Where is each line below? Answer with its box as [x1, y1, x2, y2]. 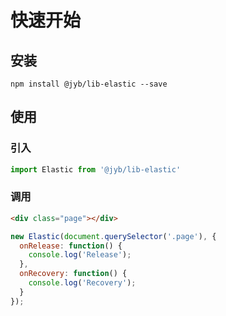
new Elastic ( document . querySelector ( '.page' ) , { [10, 231, 217, 241]
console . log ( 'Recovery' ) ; [28, 278, 137, 288]
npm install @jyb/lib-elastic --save [10, 79, 168, 89]
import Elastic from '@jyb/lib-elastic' [10, 164, 182, 175]
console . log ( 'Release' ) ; [28, 250, 132, 260]
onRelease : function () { [19, 241, 123, 251]
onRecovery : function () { [19, 269, 128, 279]
